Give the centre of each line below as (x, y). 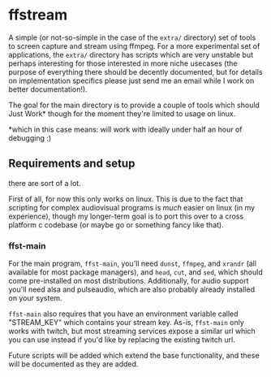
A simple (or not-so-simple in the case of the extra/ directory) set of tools (132, 37)
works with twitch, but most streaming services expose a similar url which (132, 331)
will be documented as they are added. (73, 364)
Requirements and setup (72, 164)
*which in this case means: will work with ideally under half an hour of (125, 129)
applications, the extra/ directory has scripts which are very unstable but (131, 54)
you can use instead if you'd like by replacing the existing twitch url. (122, 340)
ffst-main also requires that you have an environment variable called (123, 314)
